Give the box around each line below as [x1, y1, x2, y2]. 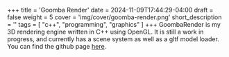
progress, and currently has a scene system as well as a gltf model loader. [7, 35, 220, 43]
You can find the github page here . [7, 43, 107, 50]
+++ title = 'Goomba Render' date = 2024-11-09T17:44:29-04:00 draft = [7, 6, 214, 14]
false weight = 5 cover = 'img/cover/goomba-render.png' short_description [7, 13, 222, 21]
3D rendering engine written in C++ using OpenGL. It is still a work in [7, 27, 204, 36]
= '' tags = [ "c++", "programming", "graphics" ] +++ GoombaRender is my [7, 21, 221, 28]
